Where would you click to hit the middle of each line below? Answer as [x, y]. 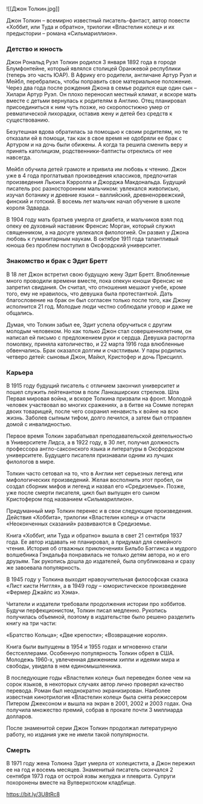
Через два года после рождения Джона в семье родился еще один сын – [101, 88]
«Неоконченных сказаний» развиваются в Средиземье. [79, 524]
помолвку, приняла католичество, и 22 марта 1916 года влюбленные [95, 344]
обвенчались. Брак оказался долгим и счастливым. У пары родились [96, 350]
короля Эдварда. [28, 208]
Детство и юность [35, 49]
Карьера [20, 372]
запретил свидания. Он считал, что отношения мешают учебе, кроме [96, 287]
